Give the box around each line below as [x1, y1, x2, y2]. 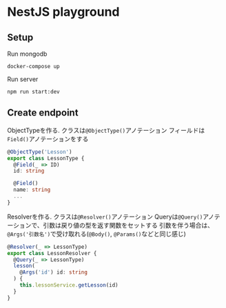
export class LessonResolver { [7, 250, 97, 256]
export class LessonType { [7, 155, 85, 162]
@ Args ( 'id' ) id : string [19, 269, 88, 276]
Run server [7, 75, 39, 83]
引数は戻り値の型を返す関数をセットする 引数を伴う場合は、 [43, 221, 214, 229]
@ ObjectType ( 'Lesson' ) [7, 148, 72, 155]
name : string [13, 186, 51, 193]
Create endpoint [7, 107, 79, 119]
